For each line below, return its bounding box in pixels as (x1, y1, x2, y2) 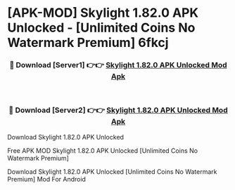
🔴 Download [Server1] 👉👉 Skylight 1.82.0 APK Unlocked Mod (9, 60, 227, 70)
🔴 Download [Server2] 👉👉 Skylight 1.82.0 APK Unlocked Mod (8, 105, 228, 115)
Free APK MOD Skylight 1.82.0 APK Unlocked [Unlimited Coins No (7, 146, 198, 155)
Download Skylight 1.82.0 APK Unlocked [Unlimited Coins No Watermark (7, 167, 217, 176)
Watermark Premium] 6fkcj (7, 35, 169, 50)
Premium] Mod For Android (7, 175, 87, 183)
